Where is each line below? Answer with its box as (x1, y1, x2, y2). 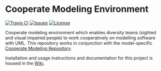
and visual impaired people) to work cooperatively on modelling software (5, 35, 156, 41)
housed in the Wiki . (5, 60, 45, 66)
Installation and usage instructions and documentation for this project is (5, 55, 153, 61)
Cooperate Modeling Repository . (5, 45, 72, 51)
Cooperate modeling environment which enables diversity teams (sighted (5, 29, 156, 35)
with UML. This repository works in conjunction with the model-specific (5, 40, 152, 46)
